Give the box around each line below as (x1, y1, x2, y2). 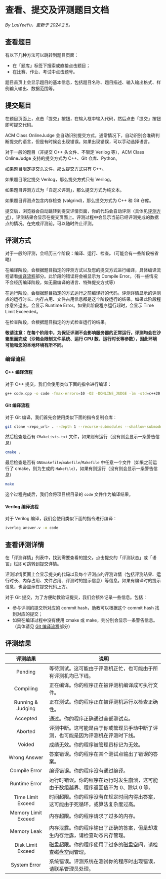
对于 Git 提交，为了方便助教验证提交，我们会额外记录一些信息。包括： (5, 594, 148, 601)
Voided (17, 741, 35, 747)
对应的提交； (16, 611, 43, 617)
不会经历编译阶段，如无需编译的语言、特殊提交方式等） (5, 279, 118, 285)
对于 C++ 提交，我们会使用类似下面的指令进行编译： (5, 381, 112, 387)
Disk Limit (14, 841, 38, 848)
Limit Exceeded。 (5, 309, 41, 315)
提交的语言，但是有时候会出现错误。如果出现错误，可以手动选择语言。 (9, 138, 152, 144)
